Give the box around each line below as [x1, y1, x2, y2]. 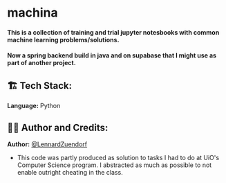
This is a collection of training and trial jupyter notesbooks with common [7, 28, 220, 36]
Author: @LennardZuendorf [7, 140, 88, 148]
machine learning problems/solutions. [7, 35, 120, 44]
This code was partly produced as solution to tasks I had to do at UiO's [17, 154, 220, 162]
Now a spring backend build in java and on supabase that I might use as [7, 51, 216, 60]
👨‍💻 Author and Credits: [7, 121, 109, 133]
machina [7, 5, 58, 21]
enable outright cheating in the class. [17, 168, 123, 176]
